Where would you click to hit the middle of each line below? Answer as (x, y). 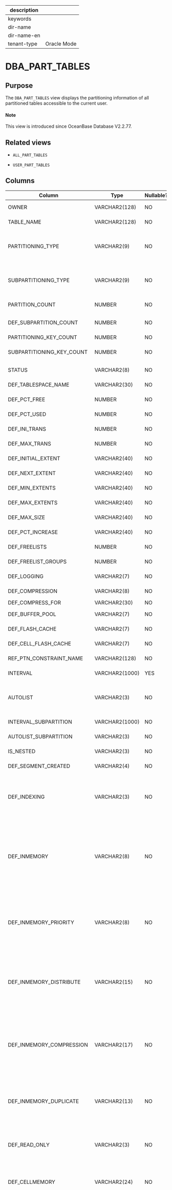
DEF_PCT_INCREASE (33, 532)
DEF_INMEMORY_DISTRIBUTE (44, 982)
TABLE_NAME (25, 221)
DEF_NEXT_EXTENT (32, 473)
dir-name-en (24, 35)
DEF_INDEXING (26, 797)
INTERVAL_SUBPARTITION (40, 721)
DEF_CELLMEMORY (31, 1182)
